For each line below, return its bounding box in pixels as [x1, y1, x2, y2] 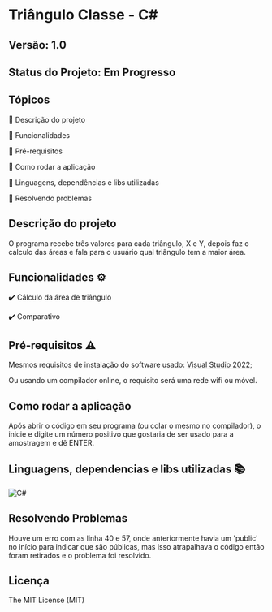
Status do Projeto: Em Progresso [8, 65, 176, 79]
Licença [8, 574, 50, 588]
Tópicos [8, 93, 50, 107]
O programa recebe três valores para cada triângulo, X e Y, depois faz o [8, 238, 249, 248]
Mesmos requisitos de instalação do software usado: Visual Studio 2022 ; [8, 360, 253, 370]
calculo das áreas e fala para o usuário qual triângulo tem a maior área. [8, 247, 246, 256]
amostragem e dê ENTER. [8, 438, 95, 448]
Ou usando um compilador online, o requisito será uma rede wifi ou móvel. [8, 376, 257, 386]
